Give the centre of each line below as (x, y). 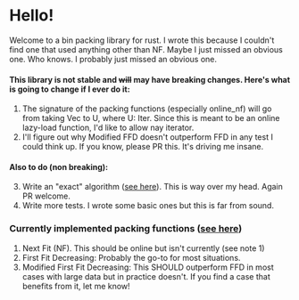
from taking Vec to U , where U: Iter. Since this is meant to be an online (151, 118)
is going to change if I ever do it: (70, 89)
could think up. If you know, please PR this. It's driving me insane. (143, 147)
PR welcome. (46, 196)
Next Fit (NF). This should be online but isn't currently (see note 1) (143, 248)
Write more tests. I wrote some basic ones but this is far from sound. (148, 206)
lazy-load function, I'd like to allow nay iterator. (108, 128)
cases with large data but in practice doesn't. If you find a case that (146, 276)
